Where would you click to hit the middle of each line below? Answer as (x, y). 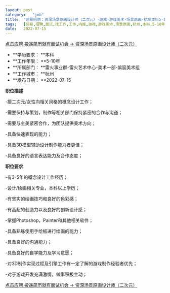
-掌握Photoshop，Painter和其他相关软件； (49, 220)
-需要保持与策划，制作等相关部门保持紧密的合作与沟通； (64, 113)
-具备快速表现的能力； (29, 134)
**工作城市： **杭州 (33, 74)
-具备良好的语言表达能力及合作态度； (44, 156)
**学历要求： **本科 (33, 55)
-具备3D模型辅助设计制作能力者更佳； (45, 145)
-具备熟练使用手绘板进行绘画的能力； (44, 231)
